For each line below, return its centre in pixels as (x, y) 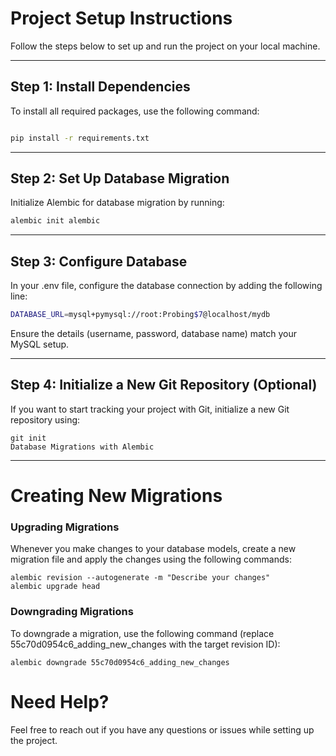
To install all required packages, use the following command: (135, 111)
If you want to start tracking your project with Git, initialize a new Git (150, 409)
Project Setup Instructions (121, 18)
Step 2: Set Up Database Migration (120, 178)
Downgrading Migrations (72, 612)
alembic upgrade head (55, 587)
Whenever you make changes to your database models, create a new (153, 549)
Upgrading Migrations (65, 527)
